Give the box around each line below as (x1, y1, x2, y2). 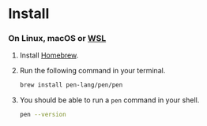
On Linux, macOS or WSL (8, 33, 107, 44)
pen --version (19, 111, 66, 119)
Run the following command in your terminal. (19, 66, 166, 76)
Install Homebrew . (19, 50, 79, 60)
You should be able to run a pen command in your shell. (19, 95, 200, 105)
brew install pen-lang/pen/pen (19, 81, 123, 89)
